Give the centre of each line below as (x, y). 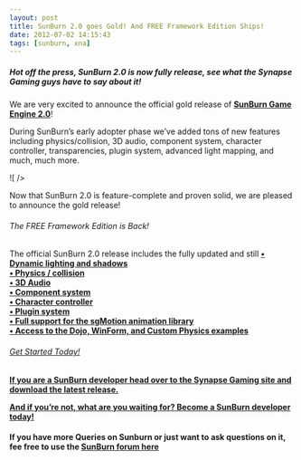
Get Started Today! (45, 352)
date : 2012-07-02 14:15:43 (60, 34)
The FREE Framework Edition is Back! (79, 225)
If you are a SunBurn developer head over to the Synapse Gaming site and (150, 379)
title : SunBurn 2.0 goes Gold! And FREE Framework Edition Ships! (137, 26)
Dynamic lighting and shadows (69, 264)
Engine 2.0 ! (31, 114)
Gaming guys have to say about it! (75, 81)
